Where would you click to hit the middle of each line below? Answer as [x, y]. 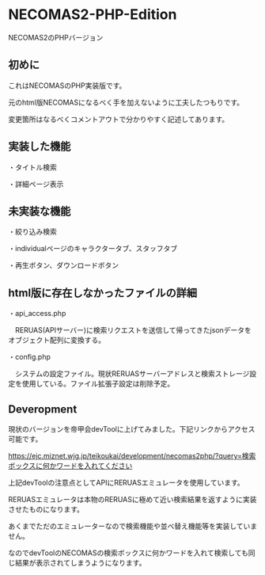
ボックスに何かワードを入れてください [70, 466]
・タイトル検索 [32, 167]
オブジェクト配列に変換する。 [57, 340]
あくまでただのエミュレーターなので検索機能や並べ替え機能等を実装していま [133, 526]
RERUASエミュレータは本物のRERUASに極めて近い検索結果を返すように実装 [132, 499]
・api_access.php [37, 314]
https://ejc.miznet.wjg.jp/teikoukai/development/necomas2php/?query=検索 [132, 456]
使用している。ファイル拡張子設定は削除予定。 [98, 384]
